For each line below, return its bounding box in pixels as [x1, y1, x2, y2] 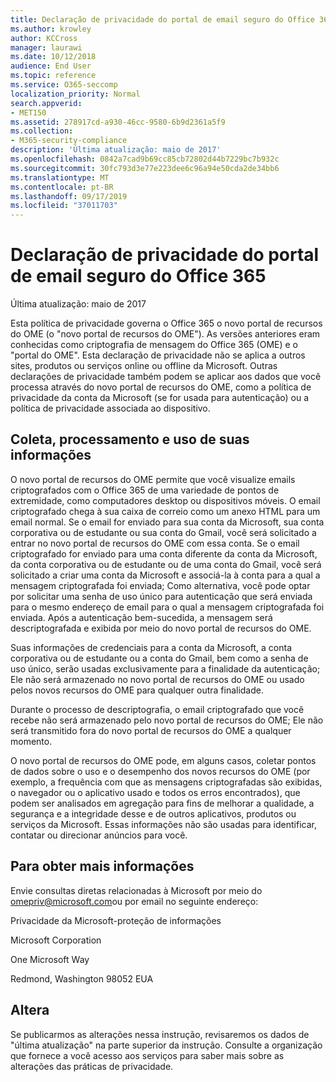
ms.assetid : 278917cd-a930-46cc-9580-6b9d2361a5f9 [10, 117, 226, 127]
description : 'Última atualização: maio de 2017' [10, 145, 222, 155]
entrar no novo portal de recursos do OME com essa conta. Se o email [10, 537, 300, 549]
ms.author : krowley [10, 24, 92, 34]
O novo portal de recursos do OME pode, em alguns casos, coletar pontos [10, 754, 317, 766]
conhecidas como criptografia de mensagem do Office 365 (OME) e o [10, 339, 299, 351]
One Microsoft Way [10, 953, 90, 965]
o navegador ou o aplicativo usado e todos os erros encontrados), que [10, 786, 301, 798]
